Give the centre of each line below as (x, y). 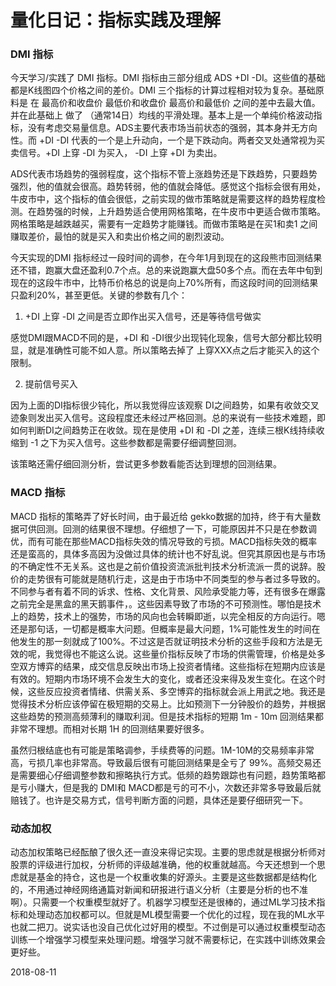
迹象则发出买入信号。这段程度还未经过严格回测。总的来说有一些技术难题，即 (168, 418)
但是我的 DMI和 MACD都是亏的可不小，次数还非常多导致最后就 (192, 787)
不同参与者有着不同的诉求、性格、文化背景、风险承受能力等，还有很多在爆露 (168, 591)
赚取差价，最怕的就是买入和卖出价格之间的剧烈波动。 (120, 237)
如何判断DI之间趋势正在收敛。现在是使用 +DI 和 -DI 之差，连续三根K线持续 (163, 430)
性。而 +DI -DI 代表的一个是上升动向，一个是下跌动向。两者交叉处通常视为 (163, 140)
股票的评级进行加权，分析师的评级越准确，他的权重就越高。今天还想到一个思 (168, 865)
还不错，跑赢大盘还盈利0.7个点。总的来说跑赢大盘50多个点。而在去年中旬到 (166, 270)
